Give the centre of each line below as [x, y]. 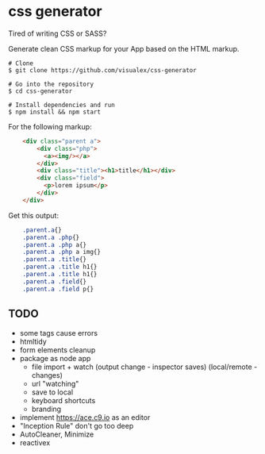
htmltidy [33, 341]
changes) [47, 375]
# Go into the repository [51, 84]
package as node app [55, 358]
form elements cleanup [58, 350]
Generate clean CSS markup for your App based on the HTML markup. [124, 48]
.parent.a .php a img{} [62, 252]
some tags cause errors [58, 333]
